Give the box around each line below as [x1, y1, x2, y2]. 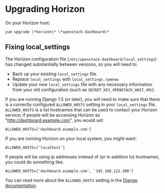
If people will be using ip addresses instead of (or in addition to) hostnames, [5, 153, 160, 159]
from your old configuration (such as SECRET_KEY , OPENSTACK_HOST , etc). [12, 87, 156, 93]
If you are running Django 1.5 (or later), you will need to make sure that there [5, 96, 160, 102]
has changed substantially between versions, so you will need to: [5, 61, 138, 67]
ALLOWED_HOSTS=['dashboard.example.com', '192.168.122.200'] [5, 168, 134, 174]
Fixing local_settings [5, 43, 70, 51]
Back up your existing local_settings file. [12, 71, 98, 77]
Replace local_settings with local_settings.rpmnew [12, 76, 119, 82]
